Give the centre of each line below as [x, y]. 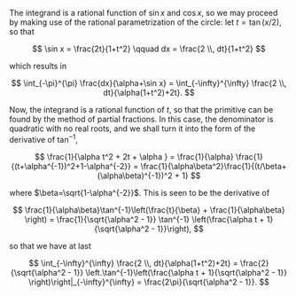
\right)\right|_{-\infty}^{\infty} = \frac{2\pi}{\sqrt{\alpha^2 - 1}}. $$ [149, 282]
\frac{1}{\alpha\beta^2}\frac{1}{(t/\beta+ [214, 166]
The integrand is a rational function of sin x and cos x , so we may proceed [144, 13]
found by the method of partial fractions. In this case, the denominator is [141, 119]
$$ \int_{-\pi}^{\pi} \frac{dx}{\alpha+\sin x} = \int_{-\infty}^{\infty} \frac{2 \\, [149, 83]
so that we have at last [50, 245]
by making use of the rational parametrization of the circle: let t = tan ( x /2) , [145, 22]
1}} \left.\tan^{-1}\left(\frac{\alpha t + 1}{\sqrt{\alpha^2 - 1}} [181, 272]
